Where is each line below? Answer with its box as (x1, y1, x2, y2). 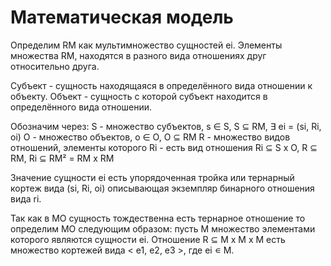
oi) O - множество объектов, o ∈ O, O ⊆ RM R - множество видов (10, 131, 291, 143)
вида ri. (10, 192, 42, 205)
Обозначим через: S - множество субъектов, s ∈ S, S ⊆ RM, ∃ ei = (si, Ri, (10, 120, 322, 132)
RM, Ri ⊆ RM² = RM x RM (10, 152, 115, 164)
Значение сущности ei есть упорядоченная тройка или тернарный (10, 171, 295, 183)
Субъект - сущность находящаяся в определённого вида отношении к (10, 79, 313, 91)
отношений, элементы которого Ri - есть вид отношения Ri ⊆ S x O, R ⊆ (10, 141, 318, 153)
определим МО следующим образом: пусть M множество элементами (10, 222, 316, 235)
